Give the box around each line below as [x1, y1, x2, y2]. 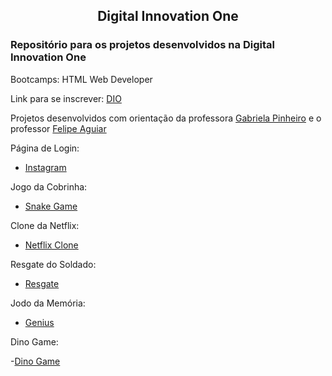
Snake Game [24, 200, 78, 212]
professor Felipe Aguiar [10, 122, 107, 134]
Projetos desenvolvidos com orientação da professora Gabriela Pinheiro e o [10, 112, 322, 124]
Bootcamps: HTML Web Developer [10, 73, 153, 85]
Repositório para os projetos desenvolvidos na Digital [10, 38, 275, 52]
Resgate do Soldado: [10, 258, 97, 270]
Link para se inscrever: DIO [10, 92, 122, 104]
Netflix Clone [24, 239, 79, 251]
